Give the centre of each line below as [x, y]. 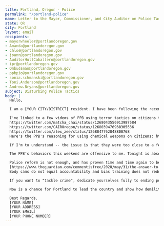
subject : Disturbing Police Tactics [42, 91]
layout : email [20, 32]
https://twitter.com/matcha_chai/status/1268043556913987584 [73, 123]
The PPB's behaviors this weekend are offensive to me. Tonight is [80, 154]
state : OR [15, 23]
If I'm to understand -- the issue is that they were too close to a [82, 145]
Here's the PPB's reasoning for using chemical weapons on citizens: [82, 136]
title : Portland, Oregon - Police [40, 10]
